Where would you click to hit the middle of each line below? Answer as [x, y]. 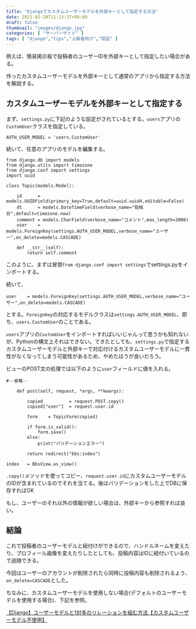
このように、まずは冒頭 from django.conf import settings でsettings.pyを [94, 264]
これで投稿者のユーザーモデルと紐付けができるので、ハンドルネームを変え [96, 546]
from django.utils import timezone [49, 165]
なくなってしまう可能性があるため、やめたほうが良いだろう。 [90, 356]
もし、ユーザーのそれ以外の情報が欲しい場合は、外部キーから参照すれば [93, 503]
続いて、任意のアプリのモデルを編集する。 [57, 149]
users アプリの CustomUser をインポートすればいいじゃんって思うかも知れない [97, 334]
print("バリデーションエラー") [71, 444]
